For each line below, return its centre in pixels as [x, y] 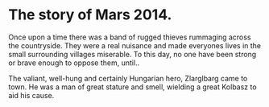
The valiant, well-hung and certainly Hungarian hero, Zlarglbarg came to [128, 78]
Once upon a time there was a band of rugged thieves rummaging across [130, 37]
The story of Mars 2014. [90, 15]
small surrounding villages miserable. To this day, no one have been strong [132, 54]
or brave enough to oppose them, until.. [74, 63]
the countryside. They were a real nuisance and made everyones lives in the [135, 45]
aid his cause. [31, 95]
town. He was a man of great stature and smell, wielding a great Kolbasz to [132, 87]
